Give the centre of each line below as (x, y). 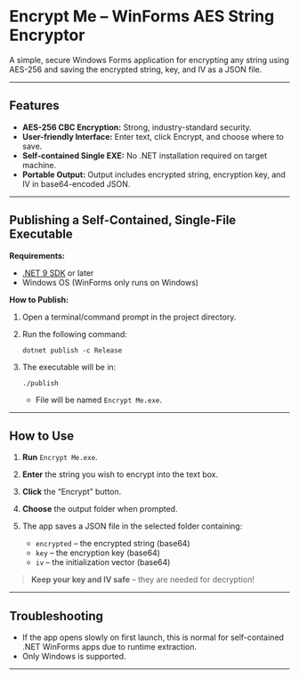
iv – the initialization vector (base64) (103, 562)
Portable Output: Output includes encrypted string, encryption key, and (154, 174)
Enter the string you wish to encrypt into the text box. (120, 474)
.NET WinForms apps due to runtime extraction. (109, 647)
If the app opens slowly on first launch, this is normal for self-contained (153, 637)
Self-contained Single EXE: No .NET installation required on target (144, 155)
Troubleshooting (57, 616)
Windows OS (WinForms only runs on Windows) (110, 282)
